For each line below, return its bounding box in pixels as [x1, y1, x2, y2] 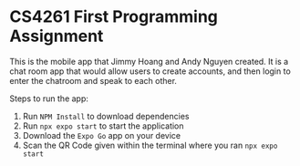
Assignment [9, 26, 104, 47]
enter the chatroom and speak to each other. [9, 75, 178, 86]
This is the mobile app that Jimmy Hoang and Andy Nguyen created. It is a [9, 56, 289, 67]
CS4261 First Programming [9, 6, 219, 27]
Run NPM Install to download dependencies [22, 110, 190, 121]
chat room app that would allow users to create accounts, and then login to [9, 66, 292, 77]
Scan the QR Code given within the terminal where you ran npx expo [22, 140, 278, 150]
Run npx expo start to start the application [22, 120, 184, 131]
